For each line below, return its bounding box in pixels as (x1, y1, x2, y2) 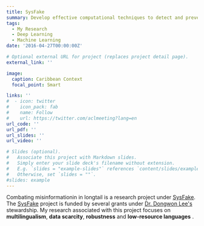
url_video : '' (6, 138, 42, 144)
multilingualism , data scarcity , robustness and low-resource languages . (6, 213, 194, 221)
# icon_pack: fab (6, 104, 59, 110)
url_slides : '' (6, 132, 45, 139)
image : (6, 70, 23, 77)
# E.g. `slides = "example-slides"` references (6, 165, 135, 172)
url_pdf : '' (6, 126, 36, 132)
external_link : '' (6, 59, 53, 66)
